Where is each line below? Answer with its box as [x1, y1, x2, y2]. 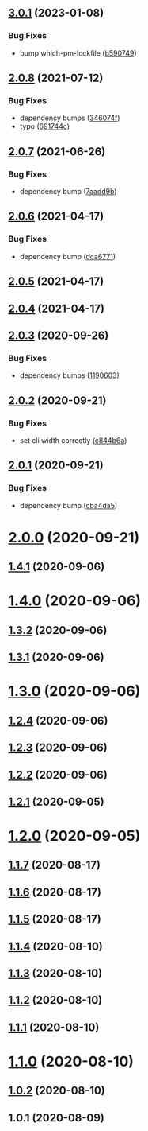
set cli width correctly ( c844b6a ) [19, 435, 127, 445]
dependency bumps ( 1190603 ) [19, 371, 120, 380]
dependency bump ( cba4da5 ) [19, 500, 118, 510]
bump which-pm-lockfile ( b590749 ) [19, 48, 137, 58]
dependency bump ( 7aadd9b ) [19, 187, 117, 196]
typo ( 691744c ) [19, 122, 70, 131]
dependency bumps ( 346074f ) [19, 113, 120, 122]
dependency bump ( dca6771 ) [19, 251, 116, 261]
